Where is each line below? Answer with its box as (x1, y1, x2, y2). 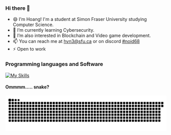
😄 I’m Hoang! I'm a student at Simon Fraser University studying (12, 16, 147, 22)
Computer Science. (12, 21, 54, 28)
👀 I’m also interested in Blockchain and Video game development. (12, 33, 151, 39)
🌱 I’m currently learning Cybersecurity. (12, 27, 95, 33)
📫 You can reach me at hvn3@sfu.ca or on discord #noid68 (12, 38, 140, 44)
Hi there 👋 (5, 5, 31, 12)
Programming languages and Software (5, 61, 103, 68)
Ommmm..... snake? (5, 84, 50, 90)
